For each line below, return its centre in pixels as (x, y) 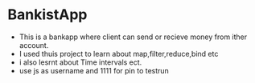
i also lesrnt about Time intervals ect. (80, 62)
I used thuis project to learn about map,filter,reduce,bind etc (119, 53)
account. (34, 45)
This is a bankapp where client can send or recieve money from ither (133, 37)
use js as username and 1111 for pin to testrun (94, 70)
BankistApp (47, 15)
